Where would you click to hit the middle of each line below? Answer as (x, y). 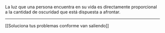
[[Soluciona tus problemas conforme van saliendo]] (57, 26)
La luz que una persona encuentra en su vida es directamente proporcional (81, 7)
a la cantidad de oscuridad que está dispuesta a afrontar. (63, 12)
